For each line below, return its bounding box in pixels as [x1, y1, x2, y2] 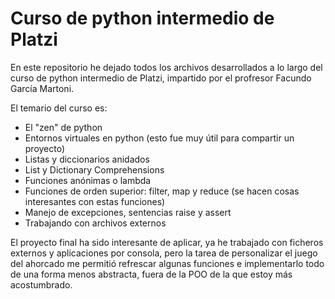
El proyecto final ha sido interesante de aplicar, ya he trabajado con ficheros [10, 236, 324, 248]
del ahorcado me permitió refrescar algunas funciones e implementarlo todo [10, 257, 325, 269]
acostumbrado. [10, 278, 73, 291]
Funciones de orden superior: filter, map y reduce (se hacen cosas [24, 185, 300, 197]
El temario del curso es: [10, 102, 108, 114]
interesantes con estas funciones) [24, 195, 166, 207]
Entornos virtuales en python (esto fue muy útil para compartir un [24, 132, 295, 144]
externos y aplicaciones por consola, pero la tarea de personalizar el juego [10, 247, 318, 259]
